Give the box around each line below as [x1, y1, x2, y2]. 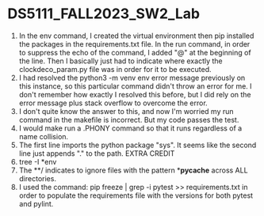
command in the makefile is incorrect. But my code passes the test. [18, 115, 239, 124]
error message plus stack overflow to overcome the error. [18, 98, 208, 108]
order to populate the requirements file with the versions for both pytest [18, 191, 254, 200]
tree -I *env [18, 157, 57, 166]
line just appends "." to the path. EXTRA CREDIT [18, 148, 175, 158]
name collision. [18, 131, 69, 141]
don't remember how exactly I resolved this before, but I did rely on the [18, 89, 251, 99]
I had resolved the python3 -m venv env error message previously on [18, 73, 246, 82]
